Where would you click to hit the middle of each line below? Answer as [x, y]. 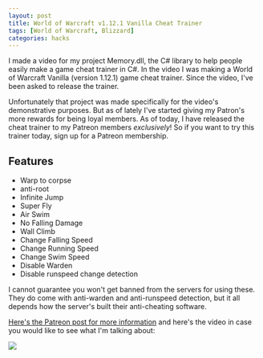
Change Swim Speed [55, 257]
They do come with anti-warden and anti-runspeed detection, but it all [124, 298]
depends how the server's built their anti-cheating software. [107, 307]
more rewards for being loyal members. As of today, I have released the [126, 119]
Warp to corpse [46, 180]
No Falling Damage [51, 223]
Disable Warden [46, 266]
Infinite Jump [42, 198]
